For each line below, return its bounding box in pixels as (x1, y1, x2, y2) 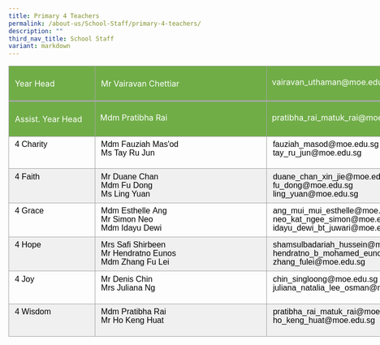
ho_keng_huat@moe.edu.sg (272, 316, 376, 326)
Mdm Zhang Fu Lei (101, 257, 170, 267)
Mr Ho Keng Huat (101, 316, 164, 326)
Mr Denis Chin (101, 274, 153, 284)
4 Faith (15, 172, 41, 182)
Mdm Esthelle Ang (101, 206, 168, 216)
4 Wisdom (15, 307, 51, 317)
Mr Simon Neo (101, 214, 153, 224)
